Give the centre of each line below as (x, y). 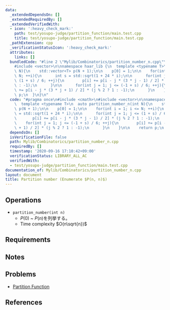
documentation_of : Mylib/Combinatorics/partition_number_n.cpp (73, 170)
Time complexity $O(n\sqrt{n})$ (54, 224)
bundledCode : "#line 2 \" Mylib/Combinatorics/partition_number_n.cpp (84, 62)
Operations (23, 200)
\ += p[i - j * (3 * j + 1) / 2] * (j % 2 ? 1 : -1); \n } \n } (90, 90)
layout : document (24, 175)
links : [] (25, 57)
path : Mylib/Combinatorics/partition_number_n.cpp (64, 142)
